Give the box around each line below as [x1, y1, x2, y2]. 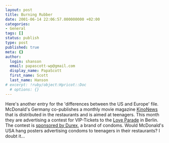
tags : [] [5, 31, 24, 36]
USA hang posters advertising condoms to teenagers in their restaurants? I [5, 127, 160, 133]
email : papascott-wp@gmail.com [10, 63, 75, 68]
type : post [5, 40, 28, 45]
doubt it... [5, 133, 25, 139]
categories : [5, 21, 30, 27]
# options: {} [10, 87, 39, 92]
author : [5, 54, 22, 59]
